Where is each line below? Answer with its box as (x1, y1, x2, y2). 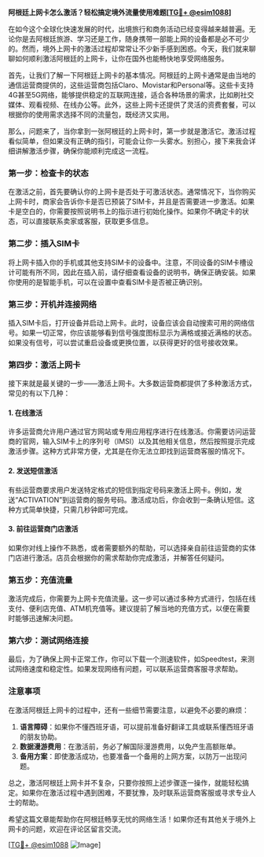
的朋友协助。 (19, 731, 61, 741)
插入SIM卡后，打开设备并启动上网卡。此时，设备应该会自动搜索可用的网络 (8, 318, 248, 327)
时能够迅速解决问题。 (8, 613, 77, 623)
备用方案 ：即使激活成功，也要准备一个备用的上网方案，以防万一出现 (19, 751, 240, 761)
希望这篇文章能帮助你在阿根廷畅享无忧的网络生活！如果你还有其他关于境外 (8, 814, 249, 824)
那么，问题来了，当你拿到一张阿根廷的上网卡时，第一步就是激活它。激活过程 (8, 127, 256, 136)
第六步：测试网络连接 (8, 635, 89, 646)
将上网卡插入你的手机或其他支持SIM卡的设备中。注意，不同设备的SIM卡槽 (8, 257, 247, 267)
